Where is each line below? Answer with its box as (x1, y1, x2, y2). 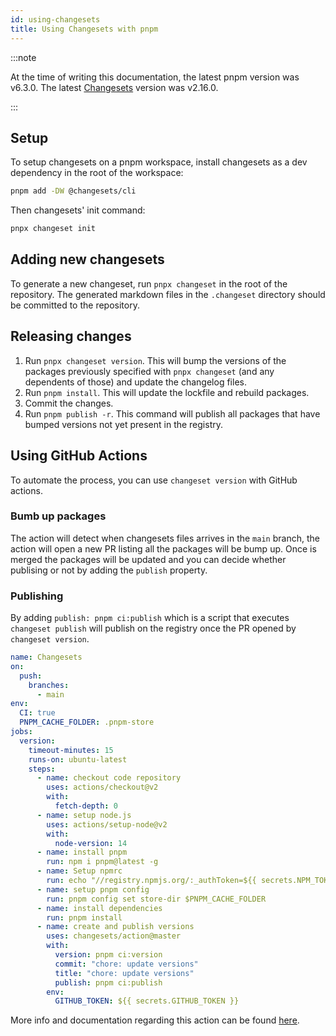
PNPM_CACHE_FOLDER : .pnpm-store (19, 717, 155, 728)
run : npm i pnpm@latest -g (46, 857, 159, 867)
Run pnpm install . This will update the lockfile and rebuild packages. (24, 386, 310, 398)
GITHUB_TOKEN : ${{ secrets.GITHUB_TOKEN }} (54, 996, 240, 1006)
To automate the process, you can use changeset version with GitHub (10, 474, 298, 486)
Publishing (10, 589, 64, 603)
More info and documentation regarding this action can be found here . (10, 1014, 300, 1026)
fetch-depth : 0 (54, 801, 118, 811)
